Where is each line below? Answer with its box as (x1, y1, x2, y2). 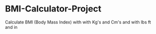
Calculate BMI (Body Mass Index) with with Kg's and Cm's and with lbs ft (5, 19, 151, 25)
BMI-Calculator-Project (5, 3, 101, 14)
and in (5, 24, 18, 30)
